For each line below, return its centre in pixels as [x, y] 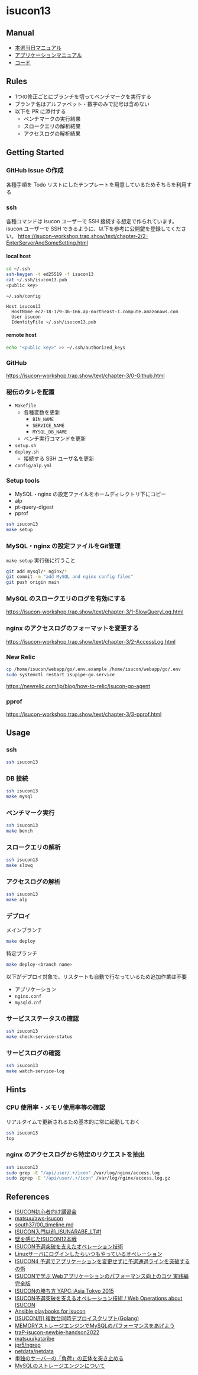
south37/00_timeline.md [44, 1225]
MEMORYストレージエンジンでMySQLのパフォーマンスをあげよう [95, 1326]
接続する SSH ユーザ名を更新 [59, 459]
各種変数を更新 [42, 412]
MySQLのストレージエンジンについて [60, 1366]
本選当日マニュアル [38, 48]
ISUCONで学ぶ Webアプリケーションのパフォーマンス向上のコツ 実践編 [102, 1276]
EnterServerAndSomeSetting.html [47, 242]
